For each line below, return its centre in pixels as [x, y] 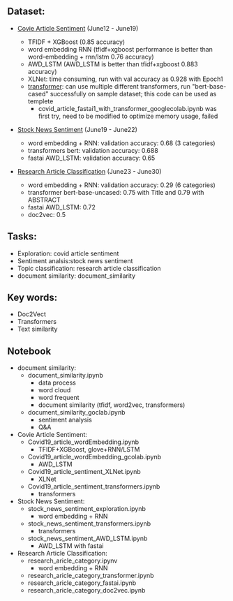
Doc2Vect [32, 314]
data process [57, 383]
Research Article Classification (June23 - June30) [89, 171]
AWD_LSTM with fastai [71, 546]
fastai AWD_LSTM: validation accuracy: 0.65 [91, 158]
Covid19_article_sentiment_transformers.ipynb [94, 487]
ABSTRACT [44, 200]
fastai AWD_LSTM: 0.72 [61, 207]
